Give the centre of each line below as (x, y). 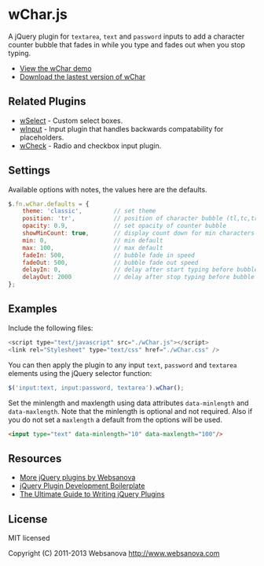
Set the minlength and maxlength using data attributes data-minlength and (128, 403)
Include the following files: (51, 328)
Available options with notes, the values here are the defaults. (108, 189)
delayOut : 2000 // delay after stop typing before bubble (139, 277)
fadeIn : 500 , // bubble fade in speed (108, 255)
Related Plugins (47, 101)
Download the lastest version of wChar (82, 76)
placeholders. (42, 137)
